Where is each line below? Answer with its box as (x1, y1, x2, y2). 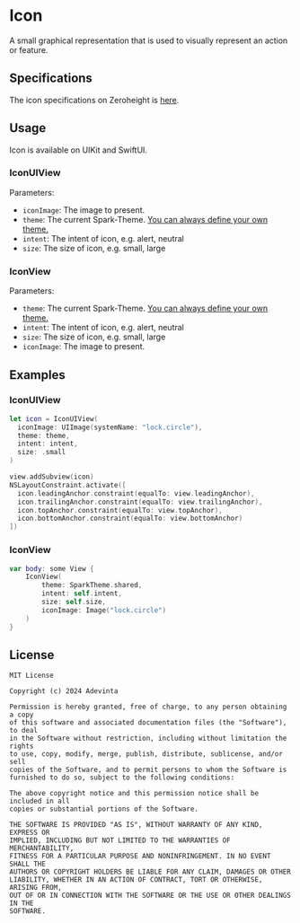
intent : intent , (17, 439, 78, 449)
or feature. (9, 44, 49, 55)
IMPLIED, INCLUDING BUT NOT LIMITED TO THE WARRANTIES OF (9, 836, 231, 845)
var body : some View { (9, 564, 94, 573)
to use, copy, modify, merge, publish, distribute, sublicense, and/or (9, 750, 283, 759)
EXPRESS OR (9, 828, 50, 838)
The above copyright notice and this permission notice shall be (9, 789, 259, 798)
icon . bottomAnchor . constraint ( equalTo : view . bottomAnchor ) (17, 514, 243, 523)
